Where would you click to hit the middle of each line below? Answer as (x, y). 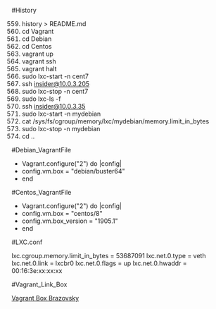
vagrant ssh (39, 61)
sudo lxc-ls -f (41, 99)
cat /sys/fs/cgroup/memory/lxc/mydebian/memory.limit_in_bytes (115, 121)
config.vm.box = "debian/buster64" (73, 171)
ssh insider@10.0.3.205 (56, 84)
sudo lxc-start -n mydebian (61, 114)
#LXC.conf (27, 242)
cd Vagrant (38, 31)
